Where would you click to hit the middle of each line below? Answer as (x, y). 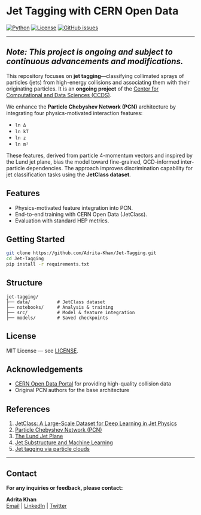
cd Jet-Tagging (25, 259)
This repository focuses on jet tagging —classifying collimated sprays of (95, 76)
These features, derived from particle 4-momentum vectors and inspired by (100, 155)
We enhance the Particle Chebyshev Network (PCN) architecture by (91, 107)
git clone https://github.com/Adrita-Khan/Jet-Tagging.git (81, 253)
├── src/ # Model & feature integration (71, 312)
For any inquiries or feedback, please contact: (65, 488)
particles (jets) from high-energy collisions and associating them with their (98, 82)
